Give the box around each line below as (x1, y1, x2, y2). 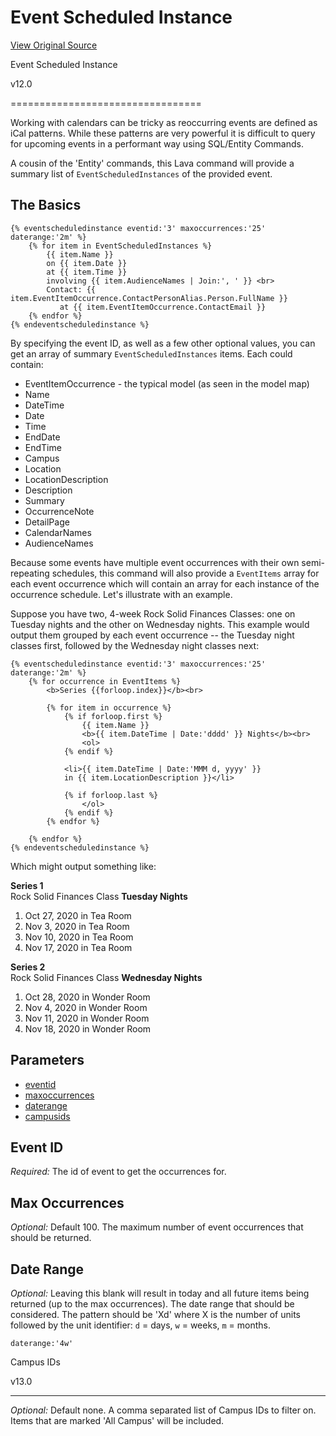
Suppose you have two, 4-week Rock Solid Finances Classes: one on (10, 607, 296, 620)
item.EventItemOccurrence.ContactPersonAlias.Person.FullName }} (10, 293, 288, 303)
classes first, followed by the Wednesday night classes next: (10, 639, 260, 651)
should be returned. (10, 1232, 92, 1244)
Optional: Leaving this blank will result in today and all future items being (10, 1287, 310, 1299)
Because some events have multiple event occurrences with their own (10, 556, 300, 568)
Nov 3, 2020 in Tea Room (24, 920, 130, 932)
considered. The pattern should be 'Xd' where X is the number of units (10, 1309, 302, 1320)
